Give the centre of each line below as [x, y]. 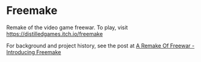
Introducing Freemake [34, 52]
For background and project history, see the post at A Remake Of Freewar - [101, 46]
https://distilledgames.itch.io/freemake [55, 33]
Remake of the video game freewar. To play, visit [67, 27]
